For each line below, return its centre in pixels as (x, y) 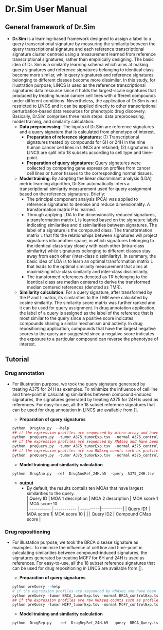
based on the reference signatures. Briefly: (62, 194)
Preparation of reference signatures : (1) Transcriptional (83, 137)
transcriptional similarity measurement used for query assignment (85, 189)
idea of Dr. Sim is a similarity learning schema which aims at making (80, 65)
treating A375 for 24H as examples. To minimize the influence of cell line (85, 389)
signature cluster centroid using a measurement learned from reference (84, 54)
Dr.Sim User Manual (46, 9)
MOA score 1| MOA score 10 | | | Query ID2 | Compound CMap (89, 514)
